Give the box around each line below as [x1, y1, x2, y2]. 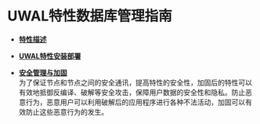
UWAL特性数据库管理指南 [7, 7, 173, 25]
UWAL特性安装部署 [18, 51, 81, 60]
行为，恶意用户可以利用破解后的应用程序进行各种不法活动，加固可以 [25, 97, 246, 107]
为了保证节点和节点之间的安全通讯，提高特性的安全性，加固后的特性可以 [18, 78, 252, 87]
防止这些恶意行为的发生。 [25, 107, 109, 116]
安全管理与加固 [18, 67, 67, 77]
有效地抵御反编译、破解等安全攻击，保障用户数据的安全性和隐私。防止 [18, 87, 246, 97]
